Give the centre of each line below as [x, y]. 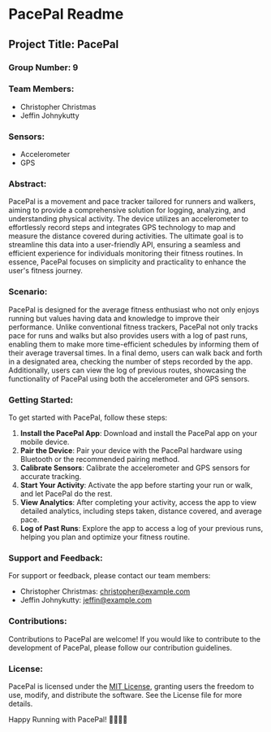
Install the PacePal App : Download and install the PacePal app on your [139, 433]
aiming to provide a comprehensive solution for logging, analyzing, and [127, 210]
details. [21, 704]
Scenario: [28, 292]
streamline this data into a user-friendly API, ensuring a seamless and [125, 245]
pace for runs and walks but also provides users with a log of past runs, [128, 335]
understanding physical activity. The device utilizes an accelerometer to [129, 219]
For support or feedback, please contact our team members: [110, 576]
